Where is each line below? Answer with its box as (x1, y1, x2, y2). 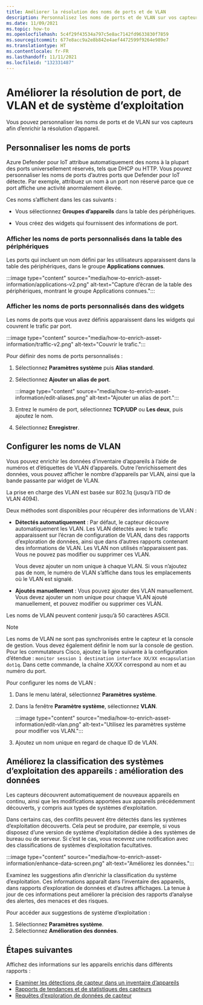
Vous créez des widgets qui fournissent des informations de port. (14, 219, 178, 227)
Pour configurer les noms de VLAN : (6, 679, 96, 686)
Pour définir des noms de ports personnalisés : (6, 352, 123, 359)
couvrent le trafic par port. (6, 322, 72, 330)
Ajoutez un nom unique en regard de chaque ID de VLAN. (14, 738, 158, 746)
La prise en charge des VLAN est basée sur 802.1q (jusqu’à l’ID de (6, 488, 171, 496)
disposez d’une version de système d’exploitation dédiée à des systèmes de (6, 829, 196, 836)
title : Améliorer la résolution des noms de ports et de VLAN (6, 8, 166, 15)
